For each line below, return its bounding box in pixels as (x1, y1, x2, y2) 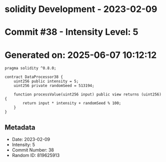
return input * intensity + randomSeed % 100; (22, 101, 121, 106)
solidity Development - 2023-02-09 (4, 3, 157, 15)
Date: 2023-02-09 (11, 136, 50, 142)
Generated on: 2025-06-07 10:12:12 (4, 49, 157, 60)
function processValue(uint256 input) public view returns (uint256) (13, 92, 162, 97)
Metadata (4, 123, 35, 131)
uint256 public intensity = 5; (13, 79, 79, 84)
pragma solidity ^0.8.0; (4, 66, 56, 71)
